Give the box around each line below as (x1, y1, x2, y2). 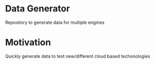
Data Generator (5, 3, 70, 14)
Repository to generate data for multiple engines (5, 19, 105, 25)
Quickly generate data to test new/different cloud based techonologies (5, 53, 151, 59)
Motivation (5, 37, 51, 48)
